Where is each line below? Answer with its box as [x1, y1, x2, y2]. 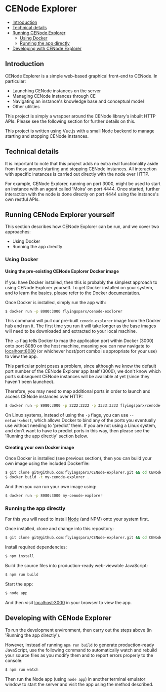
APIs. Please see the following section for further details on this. [5, 118, 136, 124]
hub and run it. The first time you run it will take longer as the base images [5, 323, 157, 329]
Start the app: [5, 581, 33, 587]
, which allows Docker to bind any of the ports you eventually [31, 418, 156, 423]
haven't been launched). [5, 379, 55, 385]
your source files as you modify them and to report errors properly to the [5, 652, 153, 658]
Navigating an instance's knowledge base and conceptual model [12, 98, 144, 104]
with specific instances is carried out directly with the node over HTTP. [5, 171, 150, 177]
